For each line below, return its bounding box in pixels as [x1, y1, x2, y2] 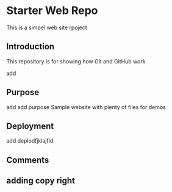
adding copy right [6, 176, 75, 186]
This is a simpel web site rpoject [6, 24, 87, 31]
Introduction [6, 41, 55, 52]
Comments [6, 155, 49, 165]
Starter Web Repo [6, 4, 98, 18]
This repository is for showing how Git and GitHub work [6, 57, 146, 65]
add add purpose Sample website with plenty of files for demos [6, 103, 166, 110]
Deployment [6, 121, 54, 131]
